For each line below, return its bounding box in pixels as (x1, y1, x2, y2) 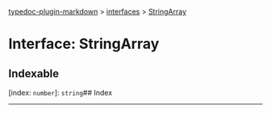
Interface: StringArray (8, 35, 160, 53)
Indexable (8, 67, 60, 80)
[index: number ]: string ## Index (8, 88, 113, 97)
